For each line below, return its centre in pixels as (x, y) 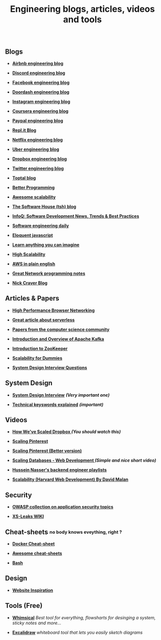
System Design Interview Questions (50, 368)
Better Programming (33, 187)
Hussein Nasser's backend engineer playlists (59, 470)
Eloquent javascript (32, 235)
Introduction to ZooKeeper (40, 348)
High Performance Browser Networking (53, 310)
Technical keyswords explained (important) (58, 404)
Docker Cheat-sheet (33, 544)
